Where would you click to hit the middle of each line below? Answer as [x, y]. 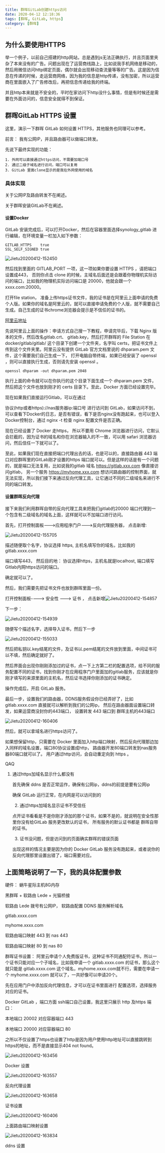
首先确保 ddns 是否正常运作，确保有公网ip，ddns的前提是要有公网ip [81, 784]
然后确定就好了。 [39, 655]
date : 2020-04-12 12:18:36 [33, 14]
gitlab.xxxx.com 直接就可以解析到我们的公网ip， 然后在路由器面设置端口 [78, 705]
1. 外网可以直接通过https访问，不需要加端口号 [47, 160]
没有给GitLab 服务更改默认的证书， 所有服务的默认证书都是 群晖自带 [90, 822]
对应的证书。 [18, 991]
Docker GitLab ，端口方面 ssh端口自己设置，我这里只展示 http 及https [76, 1002]
